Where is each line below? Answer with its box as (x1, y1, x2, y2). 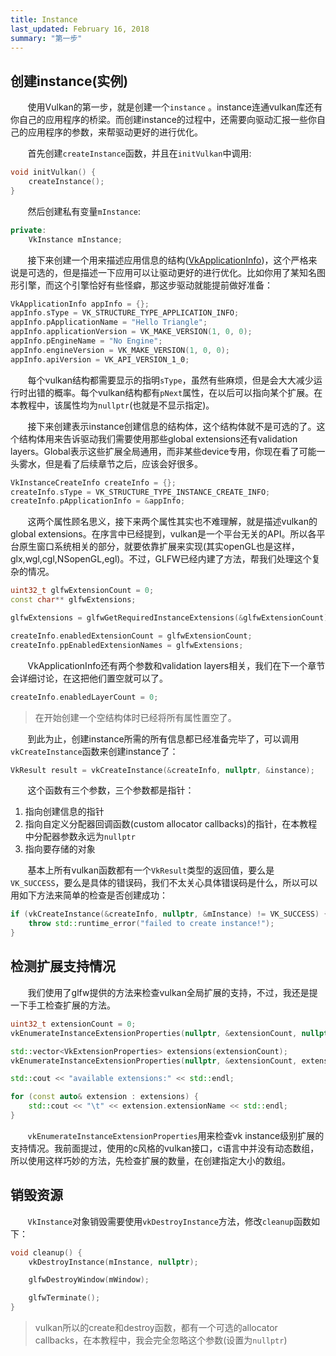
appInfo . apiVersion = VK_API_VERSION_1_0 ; (10, 354, 190, 365)
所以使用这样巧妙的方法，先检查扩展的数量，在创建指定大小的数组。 (10, 1154, 291, 1166)
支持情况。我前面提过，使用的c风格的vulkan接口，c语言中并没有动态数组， (10, 1142, 320, 1154)
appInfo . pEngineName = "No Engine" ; (10, 336, 163, 346)
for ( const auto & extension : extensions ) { (10, 1092, 199, 1102)
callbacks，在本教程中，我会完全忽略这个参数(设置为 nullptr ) (34, 1334, 288, 1346)
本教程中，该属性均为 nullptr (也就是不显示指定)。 (10, 399, 215, 411)
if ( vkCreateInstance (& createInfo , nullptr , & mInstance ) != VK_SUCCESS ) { (10, 909, 329, 920)
